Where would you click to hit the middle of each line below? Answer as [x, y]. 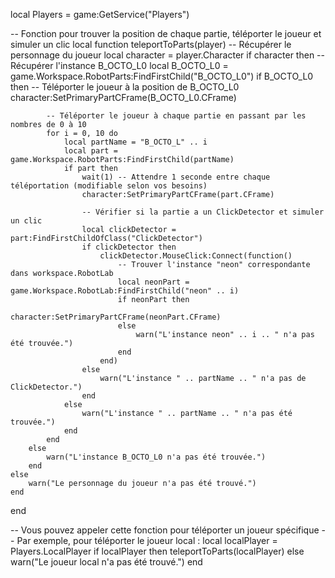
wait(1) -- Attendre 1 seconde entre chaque [176, 177]
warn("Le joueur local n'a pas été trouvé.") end [106, 562]
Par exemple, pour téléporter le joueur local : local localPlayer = [147, 540]
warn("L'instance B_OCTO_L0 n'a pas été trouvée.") [156, 457]
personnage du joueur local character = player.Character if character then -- [167, 55]
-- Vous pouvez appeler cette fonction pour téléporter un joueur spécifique [165, 530]
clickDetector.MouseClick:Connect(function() [196, 256]
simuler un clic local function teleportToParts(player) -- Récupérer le [151, 44]
